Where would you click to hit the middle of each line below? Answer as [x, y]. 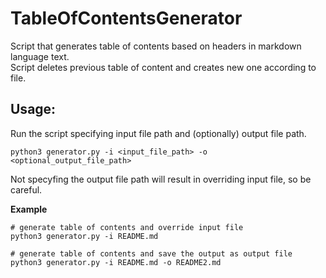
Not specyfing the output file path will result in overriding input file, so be [161, 179]
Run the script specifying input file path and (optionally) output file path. [158, 133]
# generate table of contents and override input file [127, 227]
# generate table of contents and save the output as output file [151, 253]
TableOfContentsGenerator [126, 18]
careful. [26, 189]
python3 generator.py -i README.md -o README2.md [116, 262]
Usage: [33, 109]
